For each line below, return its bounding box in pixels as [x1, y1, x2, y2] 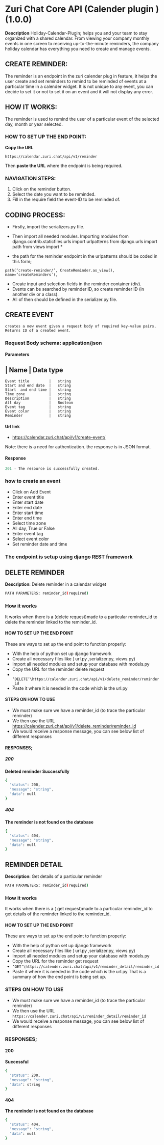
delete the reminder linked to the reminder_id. [5, 619, 97, 625]
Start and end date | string [5, 383, 71, 388]
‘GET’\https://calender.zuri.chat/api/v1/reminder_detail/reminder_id [12, 964, 160, 969]
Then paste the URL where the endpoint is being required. [5, 163, 123, 168]
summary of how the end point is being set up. [12, 974, 107, 980]
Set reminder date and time [12, 541, 68, 547]
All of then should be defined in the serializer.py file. [12, 296, 117, 302]
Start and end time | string [5, 387, 71, 392]
